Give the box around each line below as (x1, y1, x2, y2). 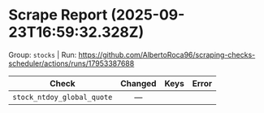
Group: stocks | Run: (8, 50, 77, 59)
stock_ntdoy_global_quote (12, 92, 113, 102)
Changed (120, 77, 157, 89)
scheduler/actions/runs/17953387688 (8, 59, 135, 68)
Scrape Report (8, 6, 108, 24)
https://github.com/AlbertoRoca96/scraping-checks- (78, 50, 256, 59)
